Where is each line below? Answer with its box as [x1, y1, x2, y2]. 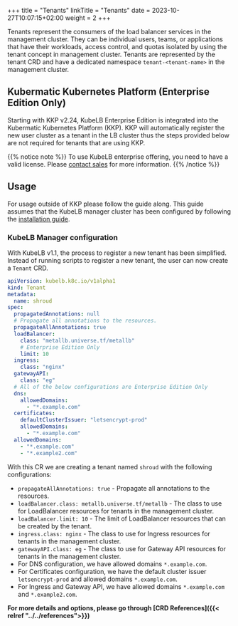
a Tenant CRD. [7, 264, 48, 272]
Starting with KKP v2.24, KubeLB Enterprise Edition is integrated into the [7, 115, 219, 124]
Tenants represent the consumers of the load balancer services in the [7, 28, 212, 36]
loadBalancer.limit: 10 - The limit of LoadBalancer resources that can [17, 514, 226, 523]
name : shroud [13, 297, 53, 305]
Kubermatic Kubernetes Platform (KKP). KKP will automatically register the [7, 123, 225, 132]
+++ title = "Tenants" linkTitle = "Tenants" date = [7, 6, 151, 14]
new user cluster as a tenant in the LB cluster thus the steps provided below [7, 131, 229, 140]
